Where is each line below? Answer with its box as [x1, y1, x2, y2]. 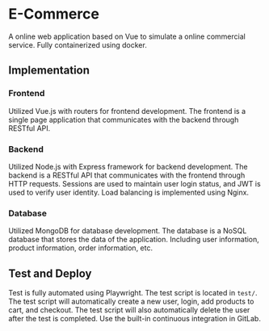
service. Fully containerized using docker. [8, 40, 147, 49]
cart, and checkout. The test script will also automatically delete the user [8, 305, 250, 315]
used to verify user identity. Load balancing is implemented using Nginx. [8, 187, 249, 197]
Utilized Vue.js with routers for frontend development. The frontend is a [8, 106, 246, 115]
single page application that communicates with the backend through [8, 115, 239, 124]
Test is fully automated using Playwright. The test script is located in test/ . [8, 288, 258, 298]
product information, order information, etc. [8, 243, 153, 253]
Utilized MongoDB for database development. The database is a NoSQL [8, 226, 247, 236]
